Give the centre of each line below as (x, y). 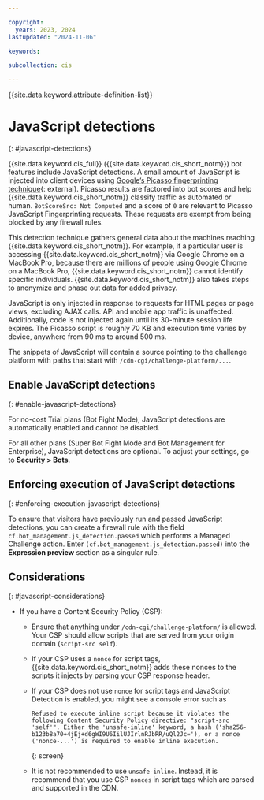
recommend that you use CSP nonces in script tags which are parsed (143, 779)
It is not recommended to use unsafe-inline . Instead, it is (125, 771)
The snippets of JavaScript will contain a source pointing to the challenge (127, 352)
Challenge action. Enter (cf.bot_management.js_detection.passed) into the (129, 544)
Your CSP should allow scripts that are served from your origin (133, 634)
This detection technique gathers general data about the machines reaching (131, 238)
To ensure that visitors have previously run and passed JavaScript (115, 519)
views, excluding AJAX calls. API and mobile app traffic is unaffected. (121, 311)
